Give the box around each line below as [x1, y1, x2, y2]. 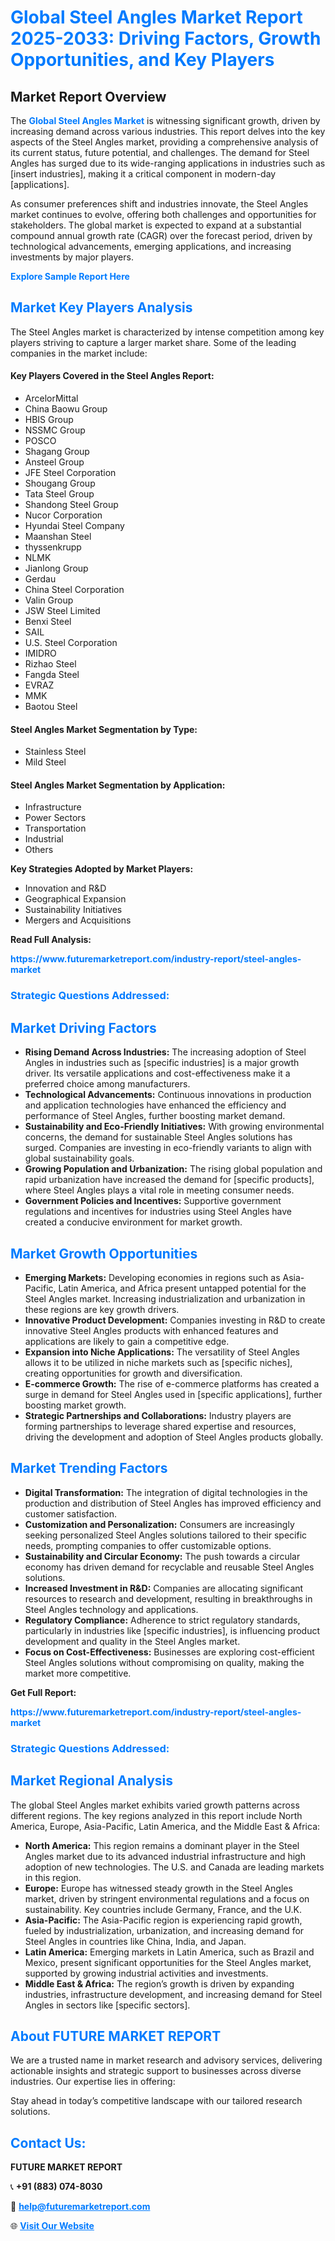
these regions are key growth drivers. [24, 1303, 180, 1315]
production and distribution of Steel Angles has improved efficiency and [24, 1497, 322, 1509]
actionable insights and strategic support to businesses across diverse [10, 2065, 302, 2077]
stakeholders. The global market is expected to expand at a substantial [10, 219, 302, 231]
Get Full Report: [10, 1686, 77, 1698]
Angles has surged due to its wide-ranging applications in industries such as [10, 157, 326, 169]
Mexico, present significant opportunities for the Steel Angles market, [24, 1956, 312, 1968]
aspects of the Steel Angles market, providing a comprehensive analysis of [10, 136, 319, 148]
